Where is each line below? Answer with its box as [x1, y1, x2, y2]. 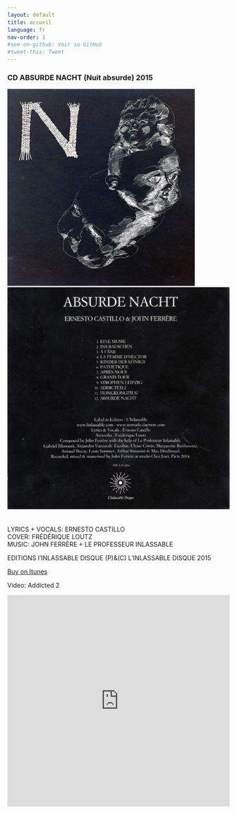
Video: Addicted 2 [7, 581, 60, 589]
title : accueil [7, 18, 52, 26]
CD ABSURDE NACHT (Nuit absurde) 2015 [7, 73, 153, 82]
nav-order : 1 [7, 34, 46, 41]
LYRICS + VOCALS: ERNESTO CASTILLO [7, 525, 126, 534]
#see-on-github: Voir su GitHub [7, 41, 102, 49]
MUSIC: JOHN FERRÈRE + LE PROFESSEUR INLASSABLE [7, 540, 174, 548]
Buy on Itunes [7, 567, 48, 576]
